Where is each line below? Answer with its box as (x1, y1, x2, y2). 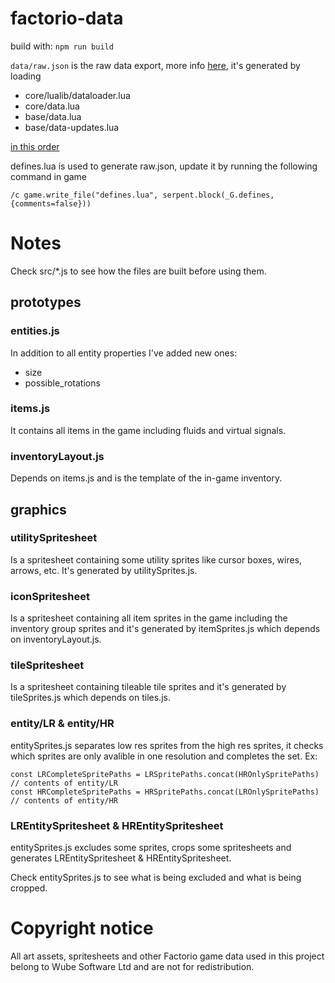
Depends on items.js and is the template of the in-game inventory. (10, 472, 283, 484)
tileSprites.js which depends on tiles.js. (10, 692, 171, 704)
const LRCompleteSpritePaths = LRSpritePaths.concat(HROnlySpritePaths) (10, 769, 320, 779)
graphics (10, 501, 67, 518)
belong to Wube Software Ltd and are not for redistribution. (10, 960, 255, 972)
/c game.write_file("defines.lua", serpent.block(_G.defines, (10, 190, 275, 200)
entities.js (10, 324, 60, 338)
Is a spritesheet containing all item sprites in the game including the (10, 612, 288, 624)
